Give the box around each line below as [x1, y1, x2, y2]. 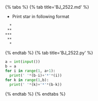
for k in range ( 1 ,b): [5, 78, 49, 82]
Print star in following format [12, 14, 70, 19]
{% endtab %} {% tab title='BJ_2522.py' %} [5, 50, 94, 56]
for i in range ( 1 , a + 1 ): [5, 68, 56, 74]
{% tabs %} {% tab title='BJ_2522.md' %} [5, 4, 89, 10]
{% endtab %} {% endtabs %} [5, 91, 66, 97]
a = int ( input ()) [5, 60, 40, 64]
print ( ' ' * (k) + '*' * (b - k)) [9, 82, 62, 87]
